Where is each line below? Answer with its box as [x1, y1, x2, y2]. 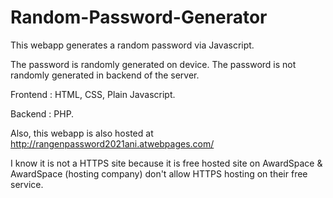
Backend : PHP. [10, 107, 75, 120]
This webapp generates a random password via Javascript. [10, 39, 255, 51]
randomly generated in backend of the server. [10, 69, 200, 81]
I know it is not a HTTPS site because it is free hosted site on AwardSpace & [10, 157, 323, 169]
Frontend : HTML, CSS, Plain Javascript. [10, 88, 176, 100]
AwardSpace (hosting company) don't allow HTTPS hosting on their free [10, 167, 308, 180]
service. [10, 178, 44, 190]
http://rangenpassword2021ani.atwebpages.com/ [10, 137, 215, 150]
